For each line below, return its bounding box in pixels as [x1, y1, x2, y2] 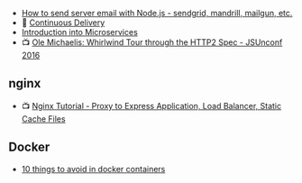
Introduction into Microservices [21, 27, 139, 37]
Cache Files [21, 113, 66, 124]
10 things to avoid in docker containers [21, 163, 166, 174]
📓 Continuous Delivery [21, 17, 105, 28]
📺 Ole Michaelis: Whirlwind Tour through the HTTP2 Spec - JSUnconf [21, 37, 283, 48]
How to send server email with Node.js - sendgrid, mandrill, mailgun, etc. [21, 8, 293, 18]
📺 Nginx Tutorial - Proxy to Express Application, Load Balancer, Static [21, 100, 281, 111]
